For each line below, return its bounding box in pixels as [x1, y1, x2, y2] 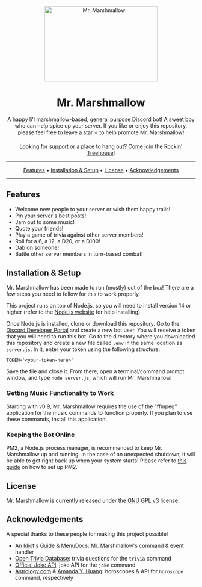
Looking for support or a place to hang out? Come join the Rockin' [19, 143, 183, 150]
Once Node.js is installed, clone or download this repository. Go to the [6, 320, 180, 327]
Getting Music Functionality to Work [6, 389, 114, 397]
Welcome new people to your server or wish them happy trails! [14, 205, 171, 213]
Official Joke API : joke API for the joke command [14, 561, 136, 568]
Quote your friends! [14, 225, 64, 232]
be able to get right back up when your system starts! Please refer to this [6, 457, 187, 464]
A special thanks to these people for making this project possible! [6, 530, 168, 538]
